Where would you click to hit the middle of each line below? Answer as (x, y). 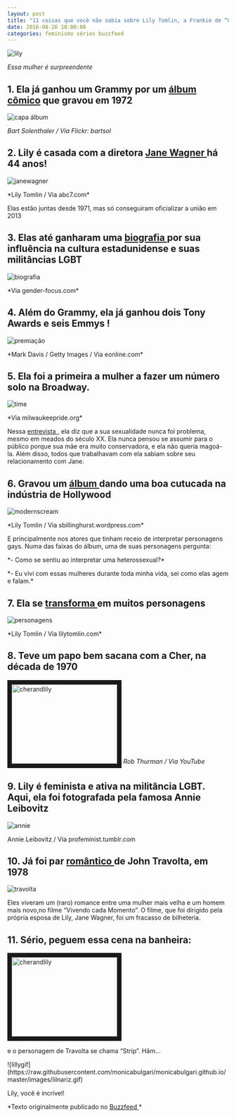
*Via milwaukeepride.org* (45, 418)
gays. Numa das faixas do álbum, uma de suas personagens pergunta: (109, 546)
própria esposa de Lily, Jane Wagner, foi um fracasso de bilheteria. (104, 918)
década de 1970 (42, 667)
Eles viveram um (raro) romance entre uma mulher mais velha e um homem (116, 903)
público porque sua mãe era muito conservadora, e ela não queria (103, 446)
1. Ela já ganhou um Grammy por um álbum (102, 89)
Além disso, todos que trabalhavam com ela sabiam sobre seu (105, 454)
